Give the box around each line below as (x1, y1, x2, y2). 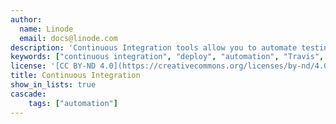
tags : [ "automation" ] (28, 98, 118, 108)
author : (10, 14, 43, 25)
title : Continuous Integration (10, 71, 141, 81)
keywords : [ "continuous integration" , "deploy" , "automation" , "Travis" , (10, 52, 325, 62)
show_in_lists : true (10, 80, 97, 90)
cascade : (10, 89, 47, 99)
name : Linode (19, 24, 74, 34)
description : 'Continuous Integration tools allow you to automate (10, 42, 298, 53)
